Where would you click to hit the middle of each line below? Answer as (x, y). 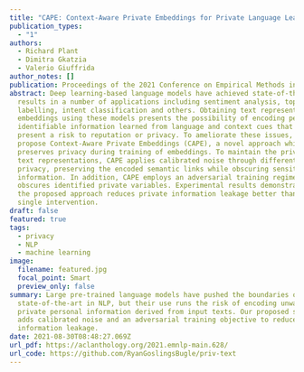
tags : (19, 228)
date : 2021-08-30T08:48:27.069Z (70, 337)
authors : (26, 43)
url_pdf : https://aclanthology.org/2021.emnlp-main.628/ (119, 345)
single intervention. (58, 203)
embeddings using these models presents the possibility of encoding (151, 118)
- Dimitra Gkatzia (52, 60)
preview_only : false (56, 286)
